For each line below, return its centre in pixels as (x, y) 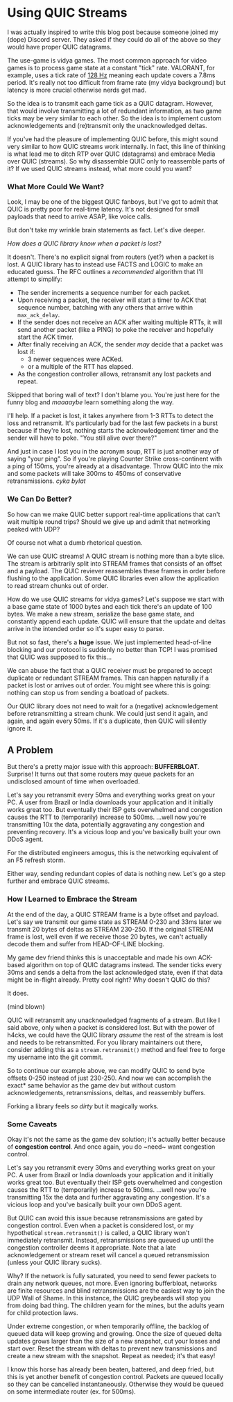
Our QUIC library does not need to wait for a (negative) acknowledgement (113, 706)
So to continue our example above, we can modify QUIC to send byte (106, 1070)
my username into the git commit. (55, 1057)
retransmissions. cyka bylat (46, 481)
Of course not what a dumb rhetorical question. (75, 542)
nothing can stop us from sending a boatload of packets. (88, 692)
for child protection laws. (43, 1312)
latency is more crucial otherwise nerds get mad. (77, 90)
